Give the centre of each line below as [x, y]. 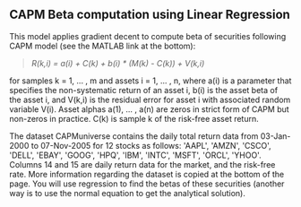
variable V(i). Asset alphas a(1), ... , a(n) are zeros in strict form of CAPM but [149, 109]
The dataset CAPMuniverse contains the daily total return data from [134, 136]
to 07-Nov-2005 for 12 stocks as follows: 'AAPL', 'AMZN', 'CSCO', [151, 145]
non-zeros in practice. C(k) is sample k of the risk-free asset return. [134, 118]
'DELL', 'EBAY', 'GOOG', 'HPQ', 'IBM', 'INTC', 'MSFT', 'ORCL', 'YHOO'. [135, 155]
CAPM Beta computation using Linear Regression [150, 15]
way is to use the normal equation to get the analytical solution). [128, 193]
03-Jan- [275, 136]
